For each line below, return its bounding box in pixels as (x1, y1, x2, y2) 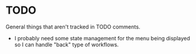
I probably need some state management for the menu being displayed (14, 34, 191, 42)
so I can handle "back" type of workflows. (14, 41, 119, 48)
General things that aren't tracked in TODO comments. (5, 23, 141, 30)
